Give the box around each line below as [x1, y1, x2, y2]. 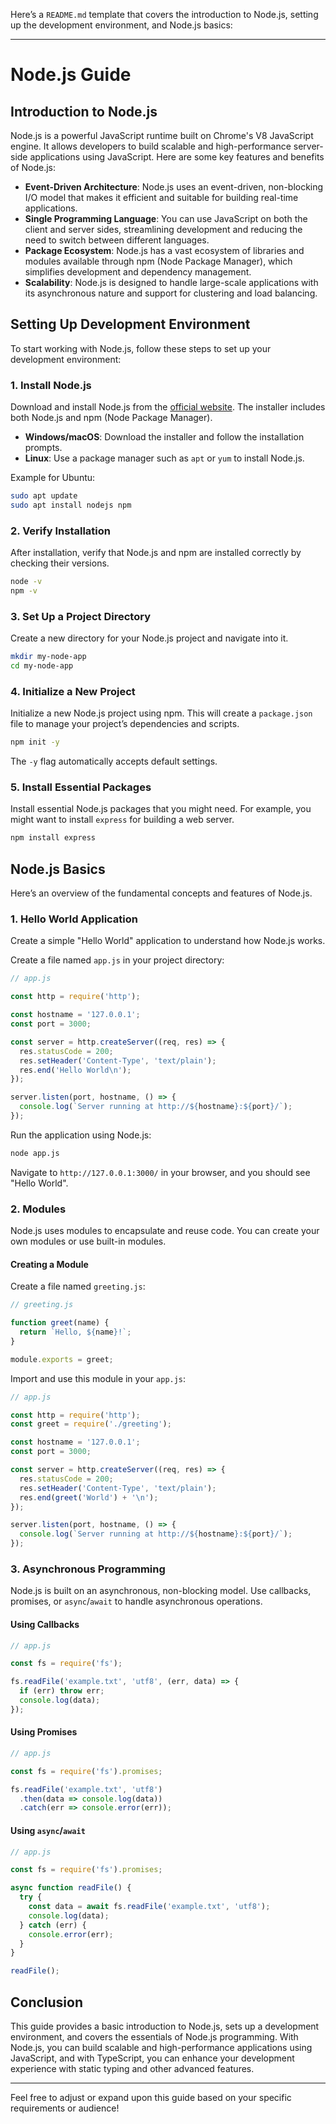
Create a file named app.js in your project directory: [10, 954, 225, 966]
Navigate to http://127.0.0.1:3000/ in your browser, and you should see [10, 1166, 311, 1178]
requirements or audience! [10, 2102, 120, 2114]
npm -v [10, 586, 38, 596]
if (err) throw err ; [19, 1686, 105, 1696]
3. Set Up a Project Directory [10, 609, 151, 623]
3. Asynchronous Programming [10, 1562, 166, 1576]
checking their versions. [10, 557, 110, 569]
